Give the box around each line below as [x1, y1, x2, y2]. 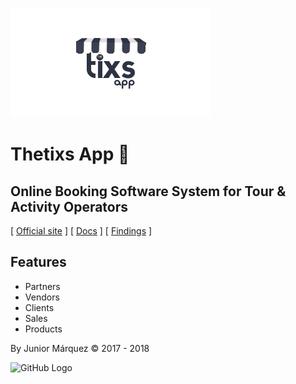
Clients [24, 301, 55, 313]
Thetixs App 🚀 [10, 143, 130, 166]
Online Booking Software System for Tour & [10, 183, 287, 200]
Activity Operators [10, 198, 129, 215]
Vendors [24, 291, 60, 303]
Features [10, 254, 67, 271]
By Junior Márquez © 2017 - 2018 [10, 342, 150, 354]
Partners [24, 280, 61, 292]
